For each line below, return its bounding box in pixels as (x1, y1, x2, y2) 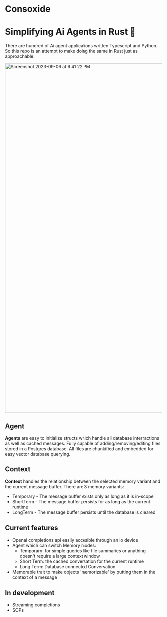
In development (5, 588, 55, 597)
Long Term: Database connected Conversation (19, 563, 116, 569)
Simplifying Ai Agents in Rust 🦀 (5, 26, 136, 38)
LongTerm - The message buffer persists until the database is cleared (12, 509, 156, 515)
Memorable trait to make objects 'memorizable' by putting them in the (12, 569, 156, 575)
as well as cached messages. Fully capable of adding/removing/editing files (5, 440, 161, 446)
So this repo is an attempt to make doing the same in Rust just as (5, 48, 138, 54)
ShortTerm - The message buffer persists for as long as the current (12, 498, 151, 504)
